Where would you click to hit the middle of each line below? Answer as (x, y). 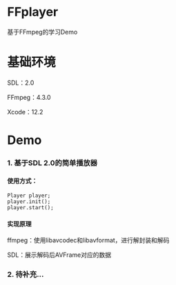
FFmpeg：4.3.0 (29, 97)
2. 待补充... (26, 275)
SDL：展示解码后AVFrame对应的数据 (59, 255)
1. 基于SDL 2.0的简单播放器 (52, 162)
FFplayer (33, 12)
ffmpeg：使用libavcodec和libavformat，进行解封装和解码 (88, 240)
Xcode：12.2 (25, 112)
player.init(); (29, 202)
